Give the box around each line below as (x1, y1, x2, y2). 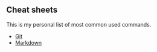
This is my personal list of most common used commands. (6, 21, 152, 28)
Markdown (14, 39, 42, 46)
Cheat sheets (6, 5, 58, 15)
